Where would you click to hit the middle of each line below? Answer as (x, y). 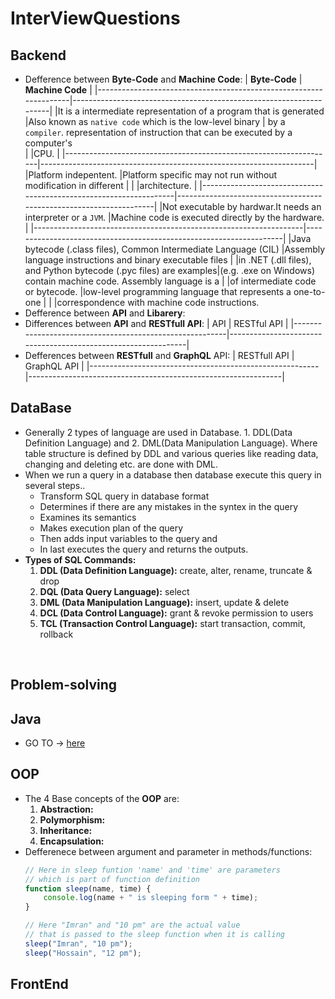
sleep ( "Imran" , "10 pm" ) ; (78, 943)
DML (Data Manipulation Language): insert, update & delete (164, 602)
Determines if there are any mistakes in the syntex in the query (169, 506)
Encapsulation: (72, 841)
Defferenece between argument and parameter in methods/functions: (168, 851)
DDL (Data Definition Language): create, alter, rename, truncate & (176, 570)
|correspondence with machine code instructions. (156, 302)
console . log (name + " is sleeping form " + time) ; (151, 898)
